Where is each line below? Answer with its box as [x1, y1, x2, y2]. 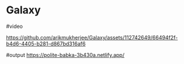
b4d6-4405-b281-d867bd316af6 [6, 40, 86, 47]
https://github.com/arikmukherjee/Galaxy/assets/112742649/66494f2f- [6, 34, 178, 41]
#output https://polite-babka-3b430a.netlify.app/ [6, 51, 125, 58]
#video [6, 23, 23, 30]
